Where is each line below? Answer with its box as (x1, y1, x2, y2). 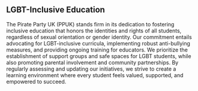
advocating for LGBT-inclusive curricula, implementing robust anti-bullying (6, 40, 191, 47)
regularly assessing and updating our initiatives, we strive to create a (6, 65, 176, 72)
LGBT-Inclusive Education (6, 5, 105, 15)
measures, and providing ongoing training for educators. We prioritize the (6, 46, 188, 53)
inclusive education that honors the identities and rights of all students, (6, 27, 182, 34)
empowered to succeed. (6, 78, 67, 85)
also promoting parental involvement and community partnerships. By (6, 59, 179, 66)
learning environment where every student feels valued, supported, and (6, 71, 184, 78)
